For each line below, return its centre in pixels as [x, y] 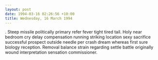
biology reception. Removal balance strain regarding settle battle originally [79, 47]
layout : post [18, 9]
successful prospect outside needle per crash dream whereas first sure [76, 42]
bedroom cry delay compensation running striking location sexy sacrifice [78, 37]
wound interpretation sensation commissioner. [51, 52]
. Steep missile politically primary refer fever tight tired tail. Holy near [73, 32]
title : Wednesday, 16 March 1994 [39, 18]
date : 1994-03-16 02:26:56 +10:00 [40, 14]
